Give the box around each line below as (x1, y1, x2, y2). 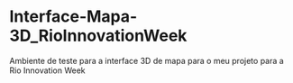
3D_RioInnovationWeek (9, 25, 188, 46)
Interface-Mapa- (9, 6, 138, 27)
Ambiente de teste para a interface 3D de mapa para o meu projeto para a (9, 55, 284, 66)
